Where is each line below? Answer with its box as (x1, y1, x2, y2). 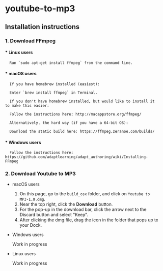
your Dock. (19, 222, 42, 228)
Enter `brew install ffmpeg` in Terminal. (9, 90, 98, 95)
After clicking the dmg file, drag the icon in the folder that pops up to (19, 217, 159, 223)
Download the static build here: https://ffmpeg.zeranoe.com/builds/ (9, 129, 155, 134)
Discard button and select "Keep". (19, 212, 88, 218)
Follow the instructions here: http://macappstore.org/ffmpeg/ (9, 112, 141, 117)
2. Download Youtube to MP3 (5, 170, 76, 177)
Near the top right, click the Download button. (19, 201, 113, 207)
